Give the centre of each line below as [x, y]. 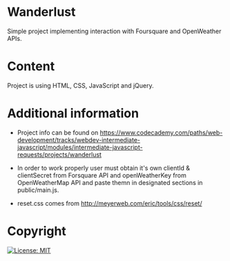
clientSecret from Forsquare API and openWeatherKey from [102, 175]
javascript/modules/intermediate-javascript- [80, 147]
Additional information [73, 114]
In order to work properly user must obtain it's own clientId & [104, 168]
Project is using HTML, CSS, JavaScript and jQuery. [80, 85]
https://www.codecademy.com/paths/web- [161, 133]
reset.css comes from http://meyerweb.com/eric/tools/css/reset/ [109, 203]
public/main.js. [38, 190]
